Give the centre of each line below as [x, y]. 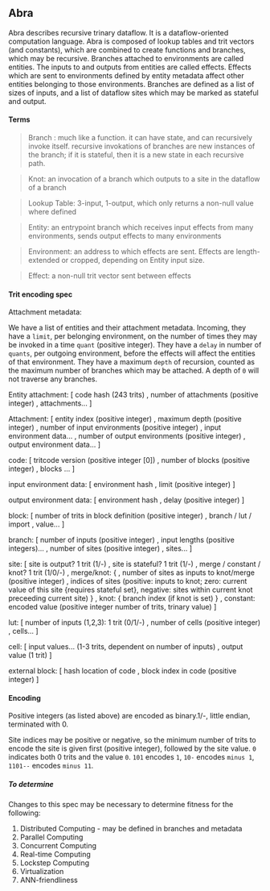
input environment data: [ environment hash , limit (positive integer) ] [122, 485]
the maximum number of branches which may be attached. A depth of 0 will [134, 371]
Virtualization [42, 872]
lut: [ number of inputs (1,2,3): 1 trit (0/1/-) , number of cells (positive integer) [135, 622]
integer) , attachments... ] [50, 403]
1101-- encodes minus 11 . [51, 766]
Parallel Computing [51, 837]
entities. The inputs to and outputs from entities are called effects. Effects [130, 67]
